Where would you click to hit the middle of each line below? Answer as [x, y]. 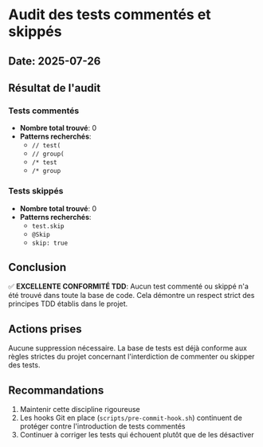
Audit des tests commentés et [110, 15]
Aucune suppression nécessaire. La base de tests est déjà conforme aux [128, 348]
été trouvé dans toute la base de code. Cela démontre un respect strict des [131, 296]
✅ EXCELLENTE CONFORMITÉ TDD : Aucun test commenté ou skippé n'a [129, 286]
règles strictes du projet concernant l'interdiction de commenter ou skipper [131, 357]
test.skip [48, 226]
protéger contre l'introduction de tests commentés [102, 426]
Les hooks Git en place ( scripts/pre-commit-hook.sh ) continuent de [131, 418]
